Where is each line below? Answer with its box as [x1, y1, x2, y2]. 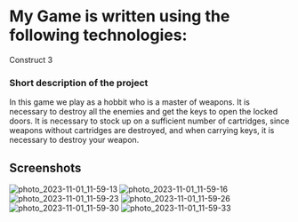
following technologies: [9, 25, 188, 45]
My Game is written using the [9, 6, 230, 27]
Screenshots [9, 160, 82, 175]
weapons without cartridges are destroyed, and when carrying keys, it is [9, 125, 275, 136]
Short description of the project [9, 76, 149, 89]
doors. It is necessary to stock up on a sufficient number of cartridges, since [9, 115, 290, 126]
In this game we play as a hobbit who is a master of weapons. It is [9, 97, 251, 107]
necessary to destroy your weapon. [9, 135, 140, 146]
